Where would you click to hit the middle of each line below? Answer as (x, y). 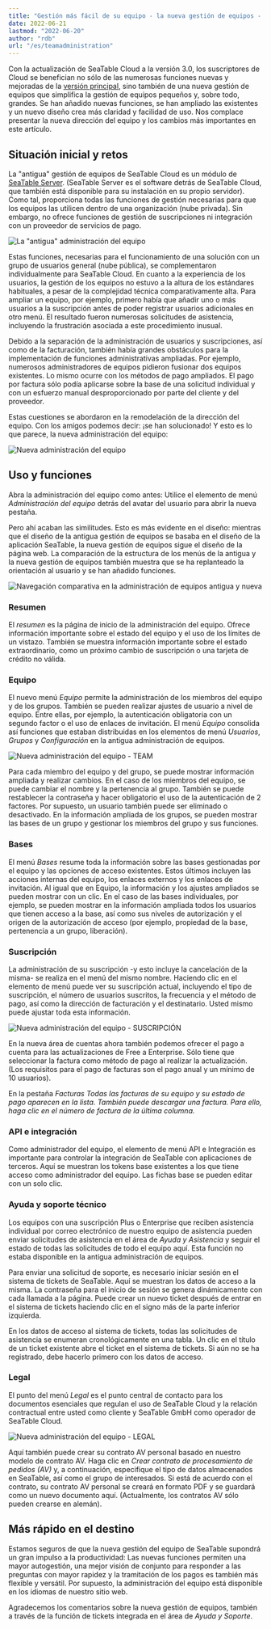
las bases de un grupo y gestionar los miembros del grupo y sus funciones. (133, 823)
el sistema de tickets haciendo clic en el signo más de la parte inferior (124, 1306)
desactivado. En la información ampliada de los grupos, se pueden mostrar (133, 815)
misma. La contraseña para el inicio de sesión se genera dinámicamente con (135, 1289)
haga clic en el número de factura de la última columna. (102, 1110)
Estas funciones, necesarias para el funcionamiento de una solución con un (134, 256)
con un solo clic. (35, 1184)
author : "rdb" (32, 38)
